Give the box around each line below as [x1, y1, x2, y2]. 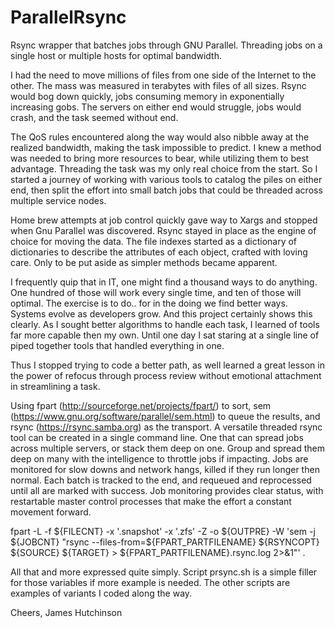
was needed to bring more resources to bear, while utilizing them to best [10, 152, 310, 164]
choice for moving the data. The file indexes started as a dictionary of [10, 235, 298, 247]
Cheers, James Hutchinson [10, 606, 123, 618]
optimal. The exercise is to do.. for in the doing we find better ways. [10, 297, 288, 309]
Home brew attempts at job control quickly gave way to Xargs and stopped [10, 214, 318, 226]
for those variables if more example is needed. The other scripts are [10, 576, 291, 588]
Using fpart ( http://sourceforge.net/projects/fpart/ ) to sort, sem [10, 399, 272, 411]
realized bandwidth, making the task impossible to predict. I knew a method [10, 141, 322, 153]
